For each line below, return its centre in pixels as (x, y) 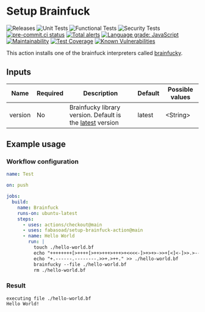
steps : (26, 219)
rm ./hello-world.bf (59, 270)
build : (20, 202)
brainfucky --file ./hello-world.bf (80, 264)
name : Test (20, 174)
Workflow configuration (43, 162)
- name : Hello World (49, 236)
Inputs (19, 72)
